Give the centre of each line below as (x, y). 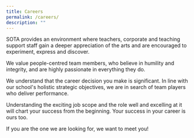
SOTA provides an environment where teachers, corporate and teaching (93, 40)
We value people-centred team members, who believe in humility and (90, 63)
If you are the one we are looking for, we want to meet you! (77, 129)
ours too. (17, 117)
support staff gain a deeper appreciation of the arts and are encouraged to (96, 45)
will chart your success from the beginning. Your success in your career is (96, 111)
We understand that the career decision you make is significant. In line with (97, 81)
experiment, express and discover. (48, 52)
